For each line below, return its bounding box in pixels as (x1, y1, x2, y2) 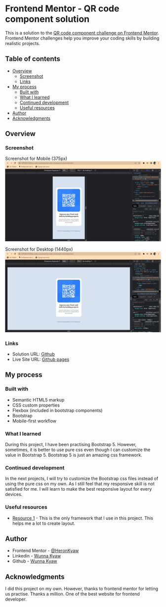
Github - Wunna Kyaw (12, 558, 58, 564)
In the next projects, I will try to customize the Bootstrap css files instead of (5, 476, 159, 482)
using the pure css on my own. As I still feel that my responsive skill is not (5, 481, 155, 487)
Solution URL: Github (12, 351, 55, 357)
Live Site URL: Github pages (12, 356, 70, 362)
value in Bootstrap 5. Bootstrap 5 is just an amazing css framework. (5, 452, 142, 458)
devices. (5, 491, 23, 498)
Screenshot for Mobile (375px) (5, 155, 68, 161)
